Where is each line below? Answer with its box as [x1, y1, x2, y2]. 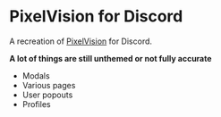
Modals [21, 70, 51, 81]
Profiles [21, 98, 51, 109]
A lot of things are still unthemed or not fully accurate [9, 53, 212, 63]
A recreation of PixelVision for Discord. [9, 36, 153, 46]
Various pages [21, 79, 76, 90]
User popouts [21, 89, 73, 100]
